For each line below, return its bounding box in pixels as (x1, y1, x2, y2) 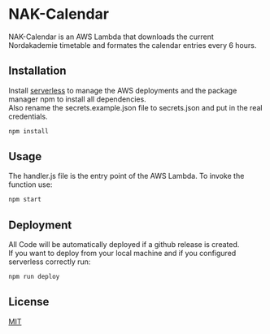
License (8, 295, 50, 309)
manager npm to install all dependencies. (8, 94, 146, 104)
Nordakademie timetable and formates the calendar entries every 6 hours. (8, 40, 257, 50)
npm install (8, 127, 49, 135)
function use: (8, 180, 53, 189)
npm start (8, 196, 42, 204)
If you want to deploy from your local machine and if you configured (8, 249, 237, 258)
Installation (8, 64, 67, 78)
